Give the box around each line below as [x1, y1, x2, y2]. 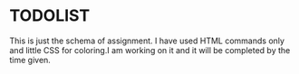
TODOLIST [9, 5, 91, 26]
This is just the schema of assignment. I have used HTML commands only [9, 35, 285, 46]
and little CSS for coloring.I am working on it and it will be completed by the [9, 44, 291, 55]
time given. [9, 54, 52, 65]
